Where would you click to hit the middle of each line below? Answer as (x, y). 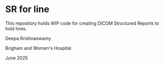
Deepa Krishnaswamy (28, 38)
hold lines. (16, 28)
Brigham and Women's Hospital (38, 48)
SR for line (27, 9)
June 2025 (17, 58)
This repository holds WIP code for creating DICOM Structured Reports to (82, 23)
